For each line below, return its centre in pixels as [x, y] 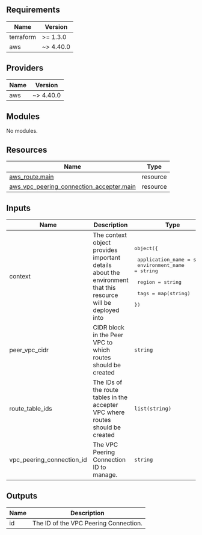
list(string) [153, 409]
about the [106, 273]
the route [106, 390]
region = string [160, 282]
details [103, 265]
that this [104, 288]
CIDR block [109, 328]
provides [105, 250]
